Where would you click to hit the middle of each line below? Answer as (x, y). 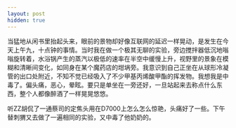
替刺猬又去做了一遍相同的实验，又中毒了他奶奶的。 (81, 117)
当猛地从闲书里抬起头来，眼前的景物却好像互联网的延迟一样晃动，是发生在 (115, 41)
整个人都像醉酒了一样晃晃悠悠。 (66, 93)
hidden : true (26, 20)
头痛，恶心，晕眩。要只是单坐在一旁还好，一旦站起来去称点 (118, 85)
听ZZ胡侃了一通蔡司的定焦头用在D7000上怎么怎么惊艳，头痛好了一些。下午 (116, 108)
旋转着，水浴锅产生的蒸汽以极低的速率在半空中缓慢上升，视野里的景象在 (118, 58)
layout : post (26, 14)
